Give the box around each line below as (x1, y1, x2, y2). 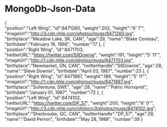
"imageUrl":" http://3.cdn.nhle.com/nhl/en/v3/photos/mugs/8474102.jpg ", (5, 105, 156, 111)
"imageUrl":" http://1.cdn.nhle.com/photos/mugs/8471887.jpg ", (5, 79, 134, 85)
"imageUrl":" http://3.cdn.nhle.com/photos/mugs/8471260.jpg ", (5, 30, 135, 36)
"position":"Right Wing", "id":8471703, (5, 46, 84, 52)
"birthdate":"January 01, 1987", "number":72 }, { (5, 89, 104, 95)
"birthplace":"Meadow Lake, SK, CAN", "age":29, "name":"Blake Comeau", (5, 36, 159, 42)
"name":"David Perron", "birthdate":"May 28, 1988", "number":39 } (5, 116, 143, 122)
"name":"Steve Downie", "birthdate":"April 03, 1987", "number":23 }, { (5, 68, 149, 74)
